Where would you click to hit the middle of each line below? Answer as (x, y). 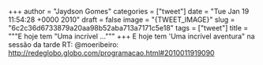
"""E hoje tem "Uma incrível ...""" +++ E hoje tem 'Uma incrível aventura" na (131, 36)
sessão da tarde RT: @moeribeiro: (64, 45)
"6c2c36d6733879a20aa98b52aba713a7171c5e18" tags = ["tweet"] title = (128, 28)
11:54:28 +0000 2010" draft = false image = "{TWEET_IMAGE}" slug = (122, 20)
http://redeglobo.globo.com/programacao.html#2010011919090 (111, 53)
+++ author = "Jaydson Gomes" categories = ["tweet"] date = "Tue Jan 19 (129, 11)
